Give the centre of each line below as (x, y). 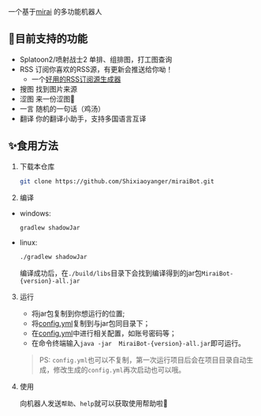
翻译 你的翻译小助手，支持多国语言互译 (83, 118)
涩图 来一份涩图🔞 (47, 99)
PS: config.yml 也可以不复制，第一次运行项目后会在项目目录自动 (143, 360)
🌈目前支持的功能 (48, 39)
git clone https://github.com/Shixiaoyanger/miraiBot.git (117, 181)
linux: (28, 242)
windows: (35, 213)
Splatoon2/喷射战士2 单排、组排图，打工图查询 (96, 59)
